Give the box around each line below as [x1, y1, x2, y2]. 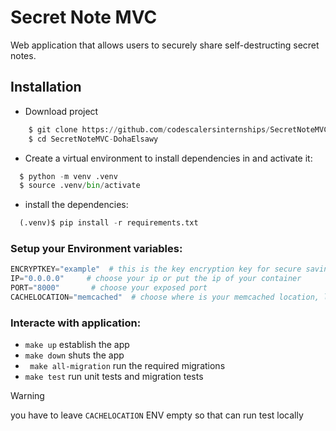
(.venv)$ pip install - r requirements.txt [19, 218, 199, 228]
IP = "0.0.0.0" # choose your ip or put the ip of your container [10, 274, 302, 284]
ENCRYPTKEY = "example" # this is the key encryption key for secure [10, 264, 302, 275]
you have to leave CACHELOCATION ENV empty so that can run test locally [10, 409, 304, 421]
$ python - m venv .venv [19, 171, 118, 181]
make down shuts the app [24, 349, 125, 361]
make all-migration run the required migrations [29, 360, 226, 372]
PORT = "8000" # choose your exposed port [10, 283, 208, 293]
